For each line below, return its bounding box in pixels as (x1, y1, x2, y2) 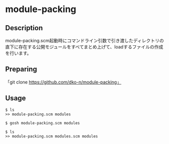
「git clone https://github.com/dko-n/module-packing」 (5, 79, 122, 85)
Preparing (5, 65, 37, 74)
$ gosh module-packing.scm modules (5, 120, 80, 125)
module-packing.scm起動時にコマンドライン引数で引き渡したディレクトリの (5, 38, 164, 43)
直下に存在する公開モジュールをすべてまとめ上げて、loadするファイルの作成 (5, 44, 163, 50)
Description (5, 24, 43, 32)
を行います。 (5, 50, 32, 56)
